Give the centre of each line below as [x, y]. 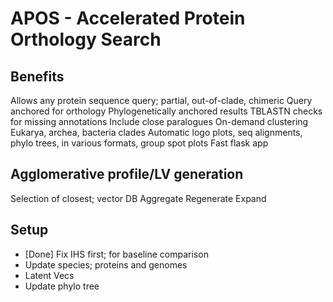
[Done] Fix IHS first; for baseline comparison [116, 254]
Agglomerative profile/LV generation [127, 174]
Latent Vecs [49, 275]
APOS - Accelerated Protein [128, 18]
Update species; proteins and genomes [106, 264]
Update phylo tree [62, 286]
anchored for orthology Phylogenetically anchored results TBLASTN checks [166, 111]
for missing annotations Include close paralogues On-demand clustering [159, 121]
